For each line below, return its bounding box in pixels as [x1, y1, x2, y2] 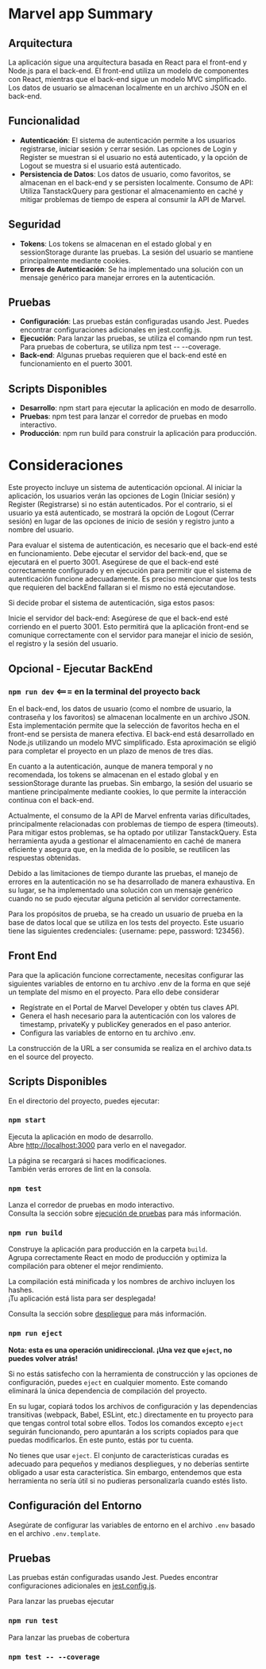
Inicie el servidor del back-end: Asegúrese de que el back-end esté [8, 613, 229, 623]
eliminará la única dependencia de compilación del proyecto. [8, 1386, 207, 1395]
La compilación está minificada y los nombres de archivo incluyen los [8, 1277, 236, 1286]
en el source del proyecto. [8, 1052, 94, 1061]
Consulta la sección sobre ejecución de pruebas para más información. [8, 1208, 242, 1218]
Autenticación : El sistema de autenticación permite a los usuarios [19, 135, 236, 145]
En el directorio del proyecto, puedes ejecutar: [8, 1095, 160, 1106]
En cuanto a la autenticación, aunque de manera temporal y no [8, 761, 214, 771]
